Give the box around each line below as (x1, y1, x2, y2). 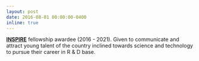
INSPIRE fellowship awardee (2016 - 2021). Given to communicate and (6, 36, 179, 43)
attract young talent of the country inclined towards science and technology (6, 42, 193, 49)
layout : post (6, 8, 39, 15)
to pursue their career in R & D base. (6, 49, 96, 56)
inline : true (6, 20, 39, 25)
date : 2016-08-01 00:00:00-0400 (6, 14, 87, 20)
